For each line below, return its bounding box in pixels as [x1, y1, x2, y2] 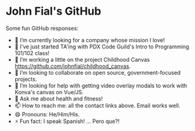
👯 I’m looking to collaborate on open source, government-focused [14, 69, 181, 76]
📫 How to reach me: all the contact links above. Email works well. [14, 102, 181, 109]
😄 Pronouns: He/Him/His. [14, 110, 80, 118]
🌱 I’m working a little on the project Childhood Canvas [14, 56, 150, 63]
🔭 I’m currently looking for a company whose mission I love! [14, 36, 165, 43]
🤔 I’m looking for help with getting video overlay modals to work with [14, 81, 188, 89]
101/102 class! [14, 49, 50, 56]
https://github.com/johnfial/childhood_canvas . [14, 62, 131, 70]
